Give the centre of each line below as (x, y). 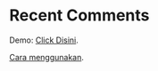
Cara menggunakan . (47, 57)
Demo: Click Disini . (44, 40)
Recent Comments (79, 16)
